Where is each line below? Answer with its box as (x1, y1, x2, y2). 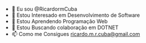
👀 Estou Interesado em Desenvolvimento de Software (11, 12, 140, 19)
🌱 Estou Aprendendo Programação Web (11, 18, 108, 24)
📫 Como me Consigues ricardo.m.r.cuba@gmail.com (11, 31, 140, 37)
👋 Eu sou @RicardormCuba (11, 6, 78, 12)
